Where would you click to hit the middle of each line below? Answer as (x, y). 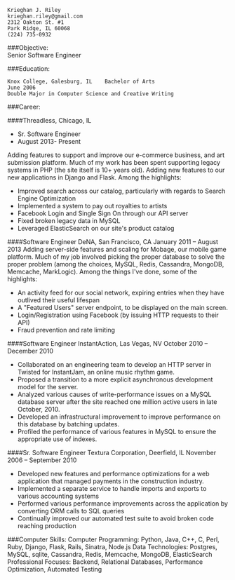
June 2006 (22, 88)
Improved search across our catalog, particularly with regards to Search (121, 191)
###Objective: (28, 48)
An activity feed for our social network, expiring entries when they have (121, 292)
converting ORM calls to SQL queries (71, 511)
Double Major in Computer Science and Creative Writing (90, 94)
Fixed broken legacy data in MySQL (69, 221)
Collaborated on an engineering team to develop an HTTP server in (114, 364)
